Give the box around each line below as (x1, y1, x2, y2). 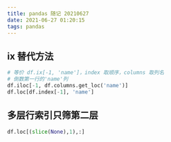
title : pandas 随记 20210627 (7, 10, 89, 17)
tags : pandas (7, 23, 45, 30)
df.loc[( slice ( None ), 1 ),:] (7, 128, 85, 135)
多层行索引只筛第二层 (7, 109, 98, 121)
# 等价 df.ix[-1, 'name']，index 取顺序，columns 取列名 (7, 69, 165, 76)
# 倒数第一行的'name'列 (7, 76, 69, 83)
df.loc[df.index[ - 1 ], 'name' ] (7, 88, 95, 96)
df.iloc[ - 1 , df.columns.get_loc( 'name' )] (7, 82, 129, 89)
